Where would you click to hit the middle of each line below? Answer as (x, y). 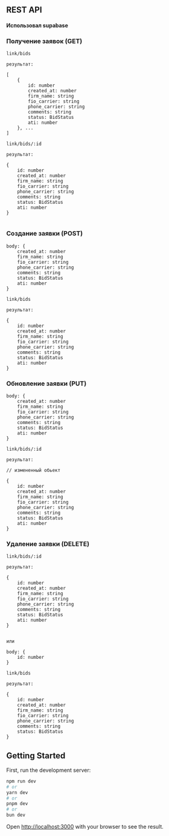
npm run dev (21, 781)
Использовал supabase (37, 25)
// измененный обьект (33, 470)
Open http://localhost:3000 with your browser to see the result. (85, 827)
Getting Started (36, 756)
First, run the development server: (49, 770)
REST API (24, 10)
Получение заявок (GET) (44, 41)
